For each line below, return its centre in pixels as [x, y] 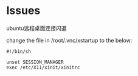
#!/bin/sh [19, 51]
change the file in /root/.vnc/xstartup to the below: [69, 40]
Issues [23, 11]
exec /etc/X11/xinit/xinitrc [43, 67]
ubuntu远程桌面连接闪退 [36, 28]
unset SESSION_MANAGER [35, 62]
